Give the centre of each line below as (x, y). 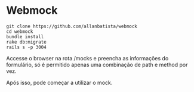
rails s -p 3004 (26, 47)
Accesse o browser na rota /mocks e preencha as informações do (87, 58)
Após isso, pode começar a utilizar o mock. (59, 82)
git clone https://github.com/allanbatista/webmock (72, 26)
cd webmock (20, 31)
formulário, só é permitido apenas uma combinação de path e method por (97, 65)
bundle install (25, 36)
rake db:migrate (26, 42)
